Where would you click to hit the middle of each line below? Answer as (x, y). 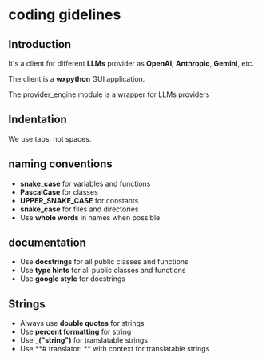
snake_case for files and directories (79, 209)
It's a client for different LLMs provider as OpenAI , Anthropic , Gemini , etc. (131, 63)
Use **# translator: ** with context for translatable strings (115, 349)
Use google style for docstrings (73, 279)
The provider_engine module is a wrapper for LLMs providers (109, 94)
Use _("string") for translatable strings (83, 340)
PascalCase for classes (59, 192)
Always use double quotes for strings (82, 323)
